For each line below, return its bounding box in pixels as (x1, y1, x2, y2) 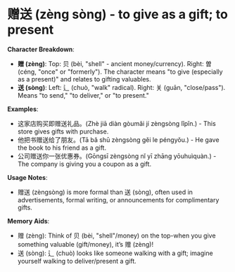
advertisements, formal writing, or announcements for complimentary (17, 195, 220, 204)
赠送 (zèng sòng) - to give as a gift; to (7, 6, 229, 22)
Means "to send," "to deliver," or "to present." (17, 91, 150, 99)
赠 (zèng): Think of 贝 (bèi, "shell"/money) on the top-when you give (17, 231, 216, 240)
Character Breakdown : (7, 45, 75, 53)
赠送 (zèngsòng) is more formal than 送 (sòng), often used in (17, 188, 193, 196)
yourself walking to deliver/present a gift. (17, 257, 137, 265)
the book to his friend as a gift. (17, 143, 107, 152)
